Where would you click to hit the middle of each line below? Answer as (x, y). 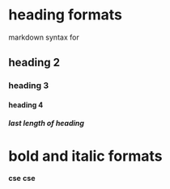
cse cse (22, 178)
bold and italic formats (86, 156)
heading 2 (34, 63)
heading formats (66, 15)
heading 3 (29, 86)
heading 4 (26, 105)
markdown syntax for (44, 37)
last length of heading (47, 124)
